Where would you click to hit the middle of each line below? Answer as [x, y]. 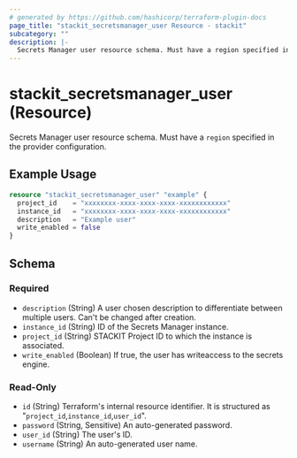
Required [29, 288]
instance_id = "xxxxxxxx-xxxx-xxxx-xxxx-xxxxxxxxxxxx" [124, 211]
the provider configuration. [58, 147]
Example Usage [53, 175]
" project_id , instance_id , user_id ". [84, 416]
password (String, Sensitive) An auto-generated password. [127, 425]
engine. [36, 364]
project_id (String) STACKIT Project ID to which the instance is [137, 336]
